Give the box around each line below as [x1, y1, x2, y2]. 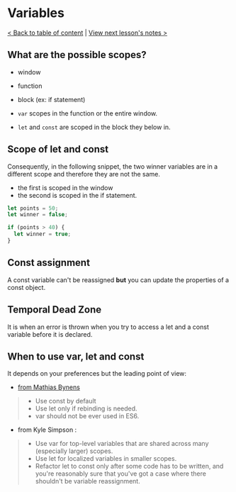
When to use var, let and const [7, 350, 145, 362]
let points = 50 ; [7, 204, 59, 212]
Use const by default [35, 397, 97, 406]
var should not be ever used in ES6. [35, 412, 140, 420]
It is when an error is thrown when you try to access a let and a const [7, 323, 209, 331]
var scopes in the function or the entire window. [17, 108, 158, 118]
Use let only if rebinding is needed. [35, 404, 137, 413]
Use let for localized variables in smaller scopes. [35, 454, 177, 463]
